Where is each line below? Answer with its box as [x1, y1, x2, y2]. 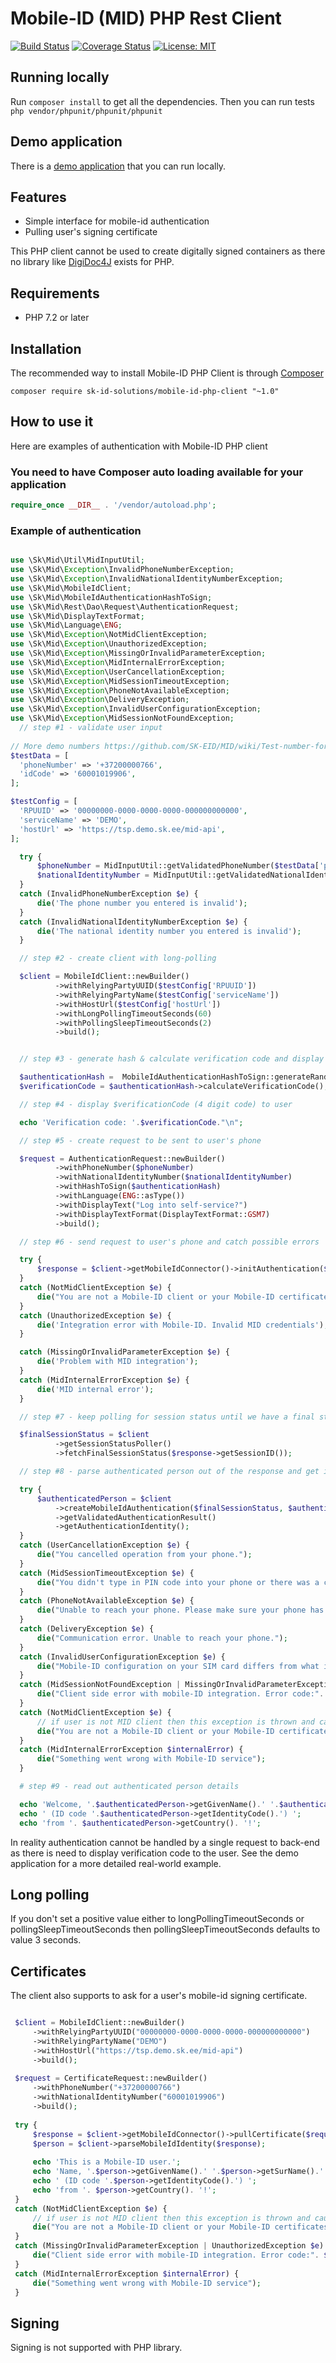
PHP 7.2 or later [24, 312, 90, 324]
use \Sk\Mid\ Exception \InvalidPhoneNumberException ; [10, 565, 235, 575]
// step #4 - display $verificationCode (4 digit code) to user [19, 1099, 293, 1109]
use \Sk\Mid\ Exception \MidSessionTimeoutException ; [10, 676, 230, 686]
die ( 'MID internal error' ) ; [36, 1384, 155, 1394]
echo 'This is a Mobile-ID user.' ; [32, 2157, 182, 2167]
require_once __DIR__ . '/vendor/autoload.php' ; [10, 500, 217, 511]
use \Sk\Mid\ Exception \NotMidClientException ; [10, 630, 208, 640]
